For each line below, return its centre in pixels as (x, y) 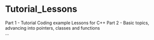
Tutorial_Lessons (41, 9)
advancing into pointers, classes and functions (53, 28)
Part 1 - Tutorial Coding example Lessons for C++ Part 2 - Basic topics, (77, 23)
